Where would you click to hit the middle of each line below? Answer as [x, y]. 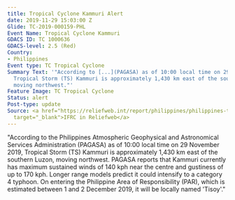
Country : [20, 53]
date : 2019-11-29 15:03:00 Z [50, 20]
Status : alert [28, 98]
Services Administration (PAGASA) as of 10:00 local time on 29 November [114, 144]
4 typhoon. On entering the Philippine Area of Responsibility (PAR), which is [116, 181]
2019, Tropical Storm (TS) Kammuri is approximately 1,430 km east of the [113, 152]
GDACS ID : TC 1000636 [39, 40]
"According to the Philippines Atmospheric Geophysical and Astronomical [113, 137]
